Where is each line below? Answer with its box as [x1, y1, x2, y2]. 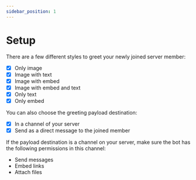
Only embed [14, 97, 44, 104]
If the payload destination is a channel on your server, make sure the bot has [6, 139, 191, 146]
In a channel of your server [14, 120, 80, 127]
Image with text [14, 71, 52, 78]
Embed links [14, 162, 44, 169]
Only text [14, 91, 37, 98]
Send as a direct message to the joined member [14, 127, 130, 134]
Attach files [14, 169, 43, 176]
